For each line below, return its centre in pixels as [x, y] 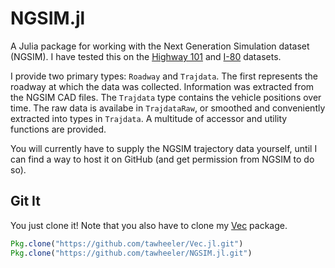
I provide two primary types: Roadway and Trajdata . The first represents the [164, 76]
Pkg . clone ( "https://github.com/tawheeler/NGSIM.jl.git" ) [131, 253]
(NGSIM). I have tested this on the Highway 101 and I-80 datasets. [146, 56]
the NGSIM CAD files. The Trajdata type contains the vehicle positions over [166, 97]
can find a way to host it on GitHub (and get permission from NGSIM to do [162, 159]
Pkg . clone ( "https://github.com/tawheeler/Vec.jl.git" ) [127, 243]
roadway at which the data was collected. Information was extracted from [162, 86]
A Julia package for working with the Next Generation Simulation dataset [160, 46]
